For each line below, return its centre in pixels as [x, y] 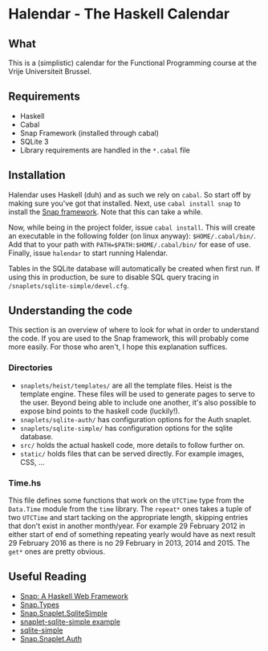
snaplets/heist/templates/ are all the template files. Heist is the [126, 385]
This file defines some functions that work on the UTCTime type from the [126, 500]
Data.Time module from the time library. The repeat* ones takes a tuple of [130, 509]
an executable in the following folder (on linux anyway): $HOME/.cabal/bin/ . [132, 236]
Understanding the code [71, 311]
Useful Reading [47, 577]
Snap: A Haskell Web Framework [74, 596]
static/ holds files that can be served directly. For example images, [132, 454]
